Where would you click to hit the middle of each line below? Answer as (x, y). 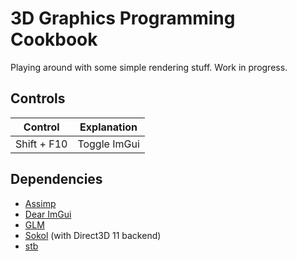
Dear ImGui (48, 214)
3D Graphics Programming (123, 18)
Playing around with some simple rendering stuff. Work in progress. (149, 67)
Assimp (40, 203)
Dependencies (56, 179)
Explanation (108, 127)
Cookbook (54, 39)
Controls (38, 98)
